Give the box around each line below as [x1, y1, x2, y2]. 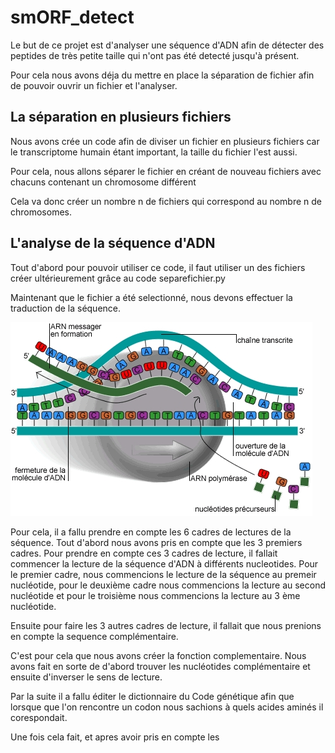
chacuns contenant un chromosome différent [10, 176, 197, 188]
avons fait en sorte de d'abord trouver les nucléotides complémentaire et [10, 660, 311, 672]
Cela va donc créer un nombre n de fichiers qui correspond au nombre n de [10, 195, 322, 207]
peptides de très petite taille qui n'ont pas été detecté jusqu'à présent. [10, 49, 300, 61]
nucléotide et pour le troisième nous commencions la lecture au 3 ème [10, 589, 301, 601]
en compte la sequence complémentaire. [10, 630, 179, 642]
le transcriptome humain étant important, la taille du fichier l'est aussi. [10, 146, 298, 158]
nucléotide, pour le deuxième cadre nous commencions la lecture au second [10, 579, 326, 591]
